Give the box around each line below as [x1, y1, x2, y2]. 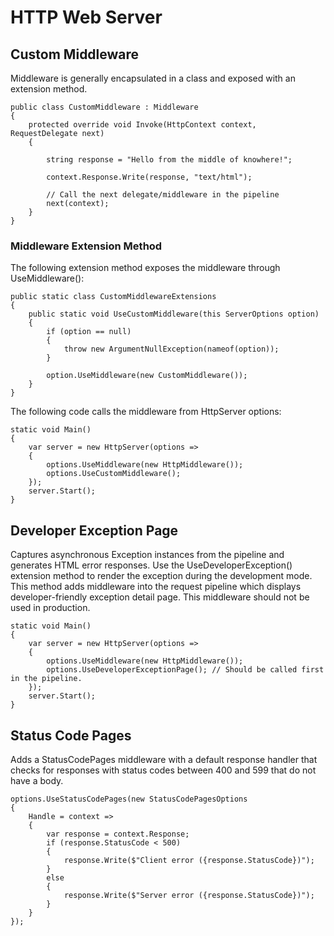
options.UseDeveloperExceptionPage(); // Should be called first [46, 665, 325, 675]
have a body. [10, 774, 64, 786]
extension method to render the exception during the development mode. [10, 570, 313, 582]
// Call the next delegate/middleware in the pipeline [46, 190, 280, 200]
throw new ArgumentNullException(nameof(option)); [63, 344, 280, 355]
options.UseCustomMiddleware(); [46, 469, 182, 479]
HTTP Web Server [10, 6, 163, 29]
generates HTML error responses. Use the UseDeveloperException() [10, 559, 293, 571]
